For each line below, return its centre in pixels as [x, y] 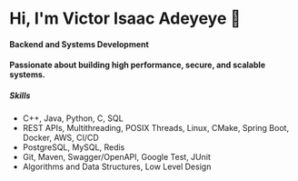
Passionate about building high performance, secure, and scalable [138, 65]
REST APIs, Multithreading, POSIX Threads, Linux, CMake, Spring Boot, [155, 128]
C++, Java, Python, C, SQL [73, 118]
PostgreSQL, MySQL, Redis [74, 147]
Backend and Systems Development [79, 44]
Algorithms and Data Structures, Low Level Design [117, 166]
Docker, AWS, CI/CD [61, 138]
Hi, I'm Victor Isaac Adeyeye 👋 [125, 19]
